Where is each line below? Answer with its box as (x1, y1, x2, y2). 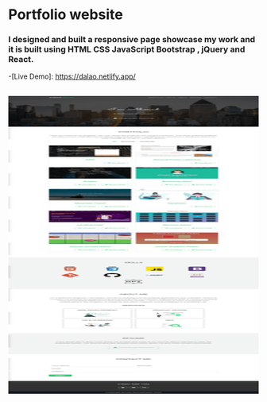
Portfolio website (8, 6, 123, 24)
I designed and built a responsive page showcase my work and (8, 34, 256, 45)
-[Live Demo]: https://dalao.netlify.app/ (8, 72, 137, 81)
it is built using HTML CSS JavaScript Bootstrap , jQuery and (8, 44, 246, 55)
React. (8, 54, 34, 65)
